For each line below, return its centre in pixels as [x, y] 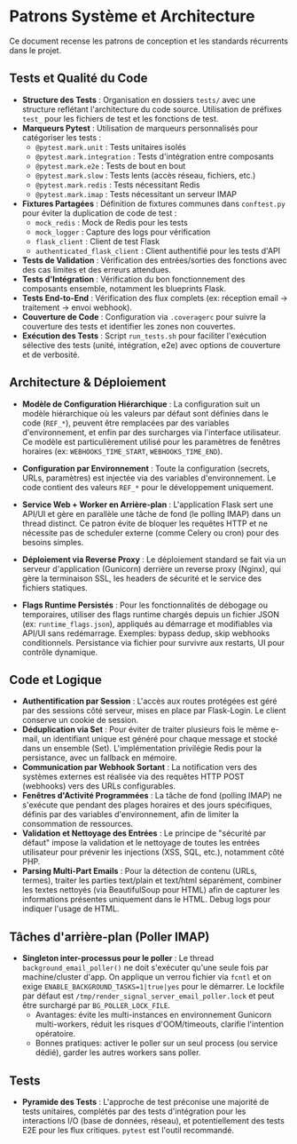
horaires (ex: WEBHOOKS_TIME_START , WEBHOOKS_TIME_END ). [122, 451]
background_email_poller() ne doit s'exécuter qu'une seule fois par [145, 968]
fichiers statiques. [55, 587]
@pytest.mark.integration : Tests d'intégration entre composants [155, 156]
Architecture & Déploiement [88, 382]
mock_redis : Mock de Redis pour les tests [111, 222]
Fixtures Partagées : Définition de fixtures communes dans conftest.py [153, 203]
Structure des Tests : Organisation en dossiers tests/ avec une [139, 99]
